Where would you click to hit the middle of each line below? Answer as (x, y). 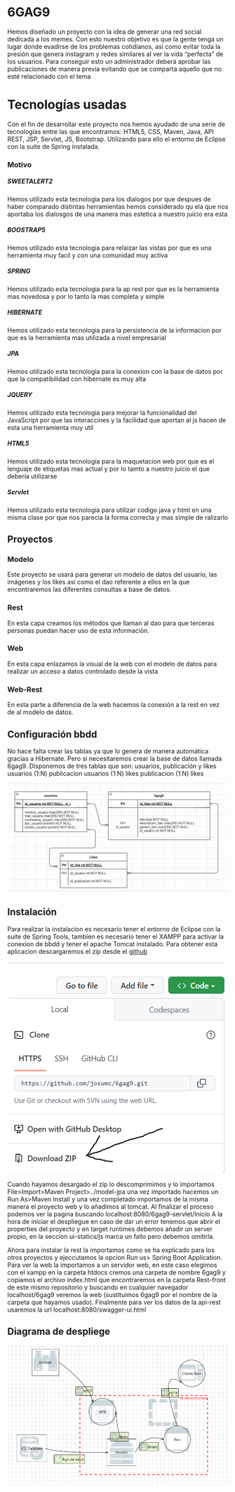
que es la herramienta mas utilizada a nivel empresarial (87, 337)
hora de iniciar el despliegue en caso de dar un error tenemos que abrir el (114, 1221)
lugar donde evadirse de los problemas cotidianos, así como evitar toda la (114, 46)
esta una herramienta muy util (50, 427)
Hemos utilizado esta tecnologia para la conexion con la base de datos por (115, 371)
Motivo (20, 164)
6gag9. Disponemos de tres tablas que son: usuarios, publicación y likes (112, 766)
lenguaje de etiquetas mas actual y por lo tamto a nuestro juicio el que (109, 469)
